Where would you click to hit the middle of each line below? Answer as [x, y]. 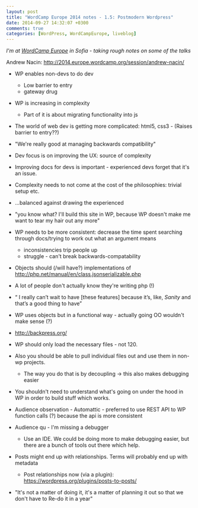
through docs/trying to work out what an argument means [85, 239]
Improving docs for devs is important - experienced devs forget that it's [102, 167]
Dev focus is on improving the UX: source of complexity [83, 156]
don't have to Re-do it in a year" [54, 499]
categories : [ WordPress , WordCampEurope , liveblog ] [71, 34]
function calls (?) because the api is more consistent [79, 416]
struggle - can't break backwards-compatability [82, 256]
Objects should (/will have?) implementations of [73, 268]
